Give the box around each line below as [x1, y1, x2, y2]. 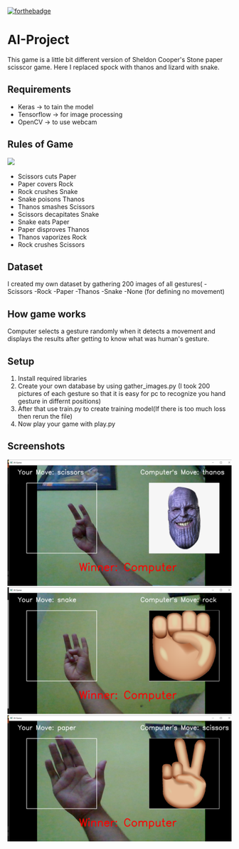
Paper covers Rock [17, 179, 73, 188]
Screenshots [7, 440, 65, 452]
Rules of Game [7, 138, 73, 151]
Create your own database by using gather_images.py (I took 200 [17, 382, 211, 390]
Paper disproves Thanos [17, 225, 90, 233]
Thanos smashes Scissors [17, 202, 95, 210]
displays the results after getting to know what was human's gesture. [7, 335, 210, 343]
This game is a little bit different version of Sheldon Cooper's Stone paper [7, 55, 223, 63]
